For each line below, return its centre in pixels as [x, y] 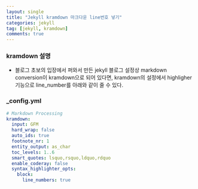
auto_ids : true [31, 136]
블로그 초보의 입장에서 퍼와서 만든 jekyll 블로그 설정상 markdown [91, 70]
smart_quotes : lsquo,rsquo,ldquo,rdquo [61, 158]
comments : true [25, 34]
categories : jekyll [31, 23]
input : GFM [25, 124]
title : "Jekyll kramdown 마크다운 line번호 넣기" [64, 17]
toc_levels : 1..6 [33, 152]
